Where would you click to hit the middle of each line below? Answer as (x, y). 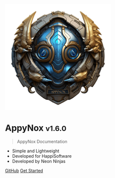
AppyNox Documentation (42, 141)
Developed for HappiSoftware (42, 156)
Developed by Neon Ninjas (39, 161)
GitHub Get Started (24, 170)
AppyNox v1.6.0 (36, 128)
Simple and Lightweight (36, 151)
